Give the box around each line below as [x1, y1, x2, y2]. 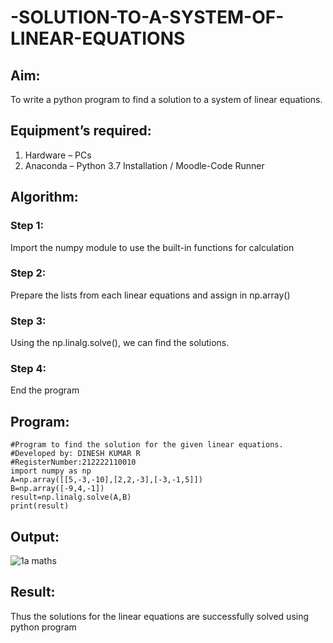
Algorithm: [10, 189, 79, 206]
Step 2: [10, 266, 47, 280]
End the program [10, 384, 80, 396]
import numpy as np [10, 466, 92, 476]
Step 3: [10, 314, 47, 328]
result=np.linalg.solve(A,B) [10, 492, 132, 503]
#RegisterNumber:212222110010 [10, 457, 137, 468]
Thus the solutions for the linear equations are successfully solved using [10, 610, 310, 622]
